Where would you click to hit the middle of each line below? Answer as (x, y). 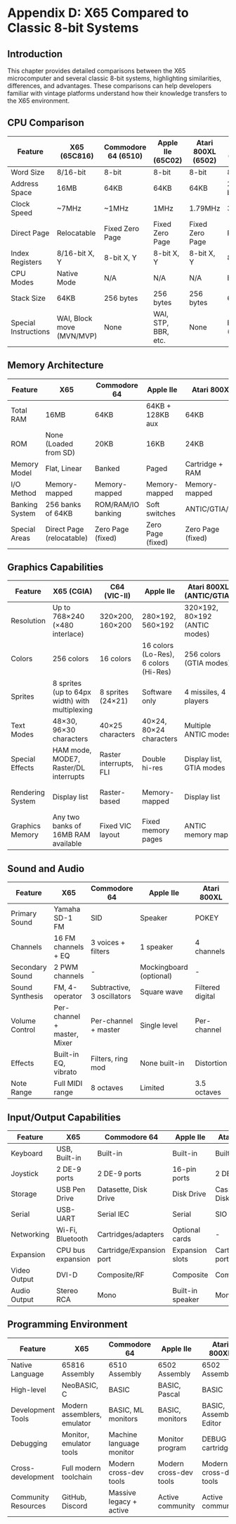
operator (68, 997)
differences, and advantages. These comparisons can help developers (110, 86)
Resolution (28, 621)
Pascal (169, 1394)
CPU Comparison (46, 123)
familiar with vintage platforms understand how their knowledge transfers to (117, 93)
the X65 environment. (39, 101)
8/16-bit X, (76, 253)
